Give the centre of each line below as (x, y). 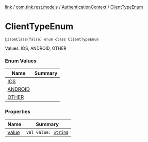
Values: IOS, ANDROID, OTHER (36, 48)
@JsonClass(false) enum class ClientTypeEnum (52, 39)
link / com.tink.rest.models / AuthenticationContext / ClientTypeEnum (74, 7)
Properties (18, 112)
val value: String (47, 132)
